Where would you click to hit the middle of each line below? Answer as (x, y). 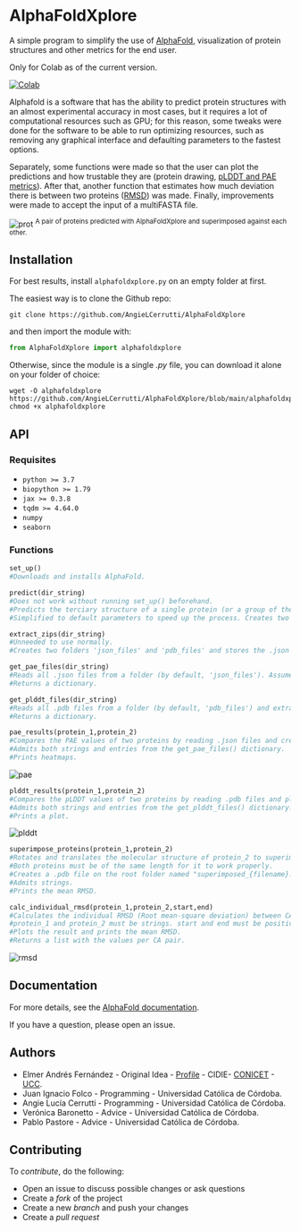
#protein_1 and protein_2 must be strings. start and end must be (135, 924)
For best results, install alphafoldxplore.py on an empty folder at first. (138, 281)
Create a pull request (61, 1218)
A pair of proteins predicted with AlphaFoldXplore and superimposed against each (161, 221)
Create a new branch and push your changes (105, 1208)
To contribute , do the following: (67, 1171)
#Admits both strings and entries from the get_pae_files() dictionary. (147, 749)
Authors (33, 1053)
